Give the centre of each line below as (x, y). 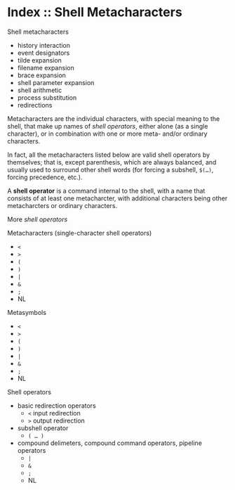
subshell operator (43, 428)
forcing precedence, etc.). (45, 177)
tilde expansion (39, 60)
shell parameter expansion (56, 82)
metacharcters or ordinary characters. (62, 205)
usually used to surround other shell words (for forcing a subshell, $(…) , (110, 169)
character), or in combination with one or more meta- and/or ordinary (108, 134)
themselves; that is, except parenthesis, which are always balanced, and (112, 162)
